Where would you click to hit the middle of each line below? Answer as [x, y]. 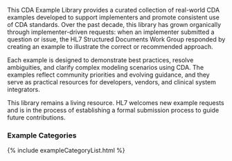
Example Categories [42, 135]
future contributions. [36, 117]
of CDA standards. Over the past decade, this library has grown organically [114, 25]
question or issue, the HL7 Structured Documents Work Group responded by [116, 39]
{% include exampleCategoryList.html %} [66, 151]
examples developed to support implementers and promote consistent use [113, 17]
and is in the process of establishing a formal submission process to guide [113, 110]
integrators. [24, 89]
